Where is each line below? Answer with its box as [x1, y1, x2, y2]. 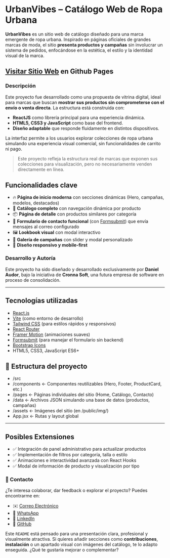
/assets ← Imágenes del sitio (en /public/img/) [12, 408, 109, 414]
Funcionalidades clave [5, 181, 77, 190]
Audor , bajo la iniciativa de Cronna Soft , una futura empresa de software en [5, 272, 164, 278]
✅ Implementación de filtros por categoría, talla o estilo [12, 452, 128, 458]
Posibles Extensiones [5, 433, 74, 441]
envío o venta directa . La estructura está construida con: [5, 105, 125, 111]
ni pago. [5, 146, 23, 152]
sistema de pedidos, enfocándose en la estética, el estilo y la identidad [5, 47, 153, 53]
